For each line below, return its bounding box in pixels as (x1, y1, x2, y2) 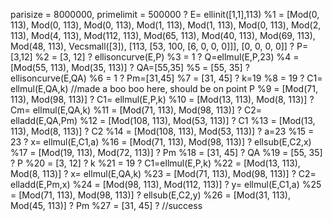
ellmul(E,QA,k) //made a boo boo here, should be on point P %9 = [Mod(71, (10, 83, 318, 94)
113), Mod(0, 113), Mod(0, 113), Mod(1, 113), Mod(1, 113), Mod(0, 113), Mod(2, (10, 19, 322, 31)
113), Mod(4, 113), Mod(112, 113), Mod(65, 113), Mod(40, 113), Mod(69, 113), (10, 30, 316, 41)
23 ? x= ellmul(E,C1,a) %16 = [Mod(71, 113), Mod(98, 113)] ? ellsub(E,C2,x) (10, 136, 312, 148)
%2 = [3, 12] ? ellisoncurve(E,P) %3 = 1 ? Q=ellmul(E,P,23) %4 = (34, 51, 300, 63)
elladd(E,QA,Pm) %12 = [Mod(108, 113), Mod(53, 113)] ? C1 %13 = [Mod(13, (10, 115, 316, 126)
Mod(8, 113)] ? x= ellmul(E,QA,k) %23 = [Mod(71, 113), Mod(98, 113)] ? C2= (10, 168, 317, 179)
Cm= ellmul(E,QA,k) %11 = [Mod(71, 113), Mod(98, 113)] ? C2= (10, 104, 262, 116)
